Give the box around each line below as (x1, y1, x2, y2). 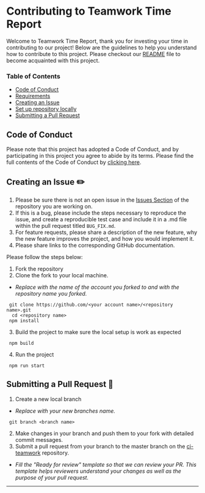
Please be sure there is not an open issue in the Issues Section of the (15, 196, 189, 204)
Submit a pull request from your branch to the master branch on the (15, 442, 185, 450)
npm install (9, 317, 40, 324)
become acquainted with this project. (6, 57, 100, 64)
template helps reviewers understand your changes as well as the (15, 467, 182, 475)
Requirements (15, 93, 51, 100)
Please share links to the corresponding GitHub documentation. (15, 241, 175, 249)
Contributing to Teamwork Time (6, 4, 172, 18)
